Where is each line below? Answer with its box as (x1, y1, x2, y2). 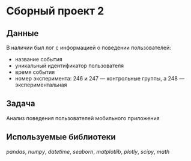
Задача (6, 99, 35, 109)
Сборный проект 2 (6, 4, 105, 18)
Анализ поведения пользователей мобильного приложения (6, 114, 160, 121)
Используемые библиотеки (6, 132, 116, 142)
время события (14, 68, 55, 76)
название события (14, 56, 62, 62)
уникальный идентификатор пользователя (14, 62, 124, 69)
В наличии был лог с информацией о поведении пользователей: (6, 44, 171, 51)
